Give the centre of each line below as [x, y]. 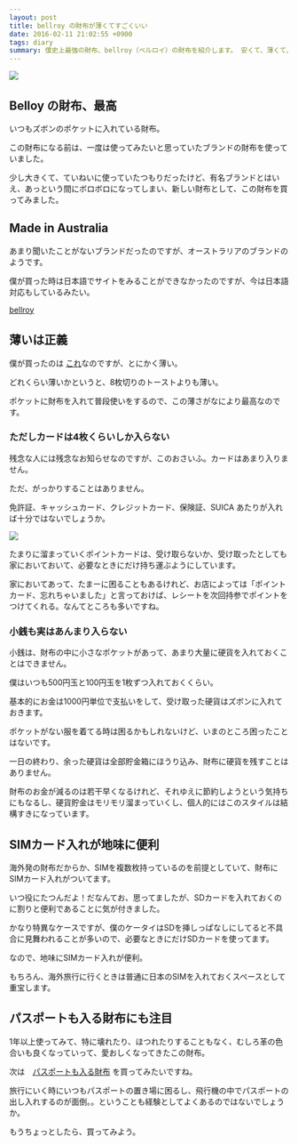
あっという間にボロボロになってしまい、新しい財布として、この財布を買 [156, 189]
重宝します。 [32, 988]
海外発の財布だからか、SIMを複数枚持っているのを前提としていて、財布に [144, 867]
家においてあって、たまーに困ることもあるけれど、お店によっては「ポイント [148, 584]
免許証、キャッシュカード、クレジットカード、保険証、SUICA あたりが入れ [146, 507]
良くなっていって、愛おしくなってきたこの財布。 [121, 1052]
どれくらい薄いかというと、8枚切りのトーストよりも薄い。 [116, 382]
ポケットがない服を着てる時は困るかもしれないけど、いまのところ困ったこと [149, 731]
